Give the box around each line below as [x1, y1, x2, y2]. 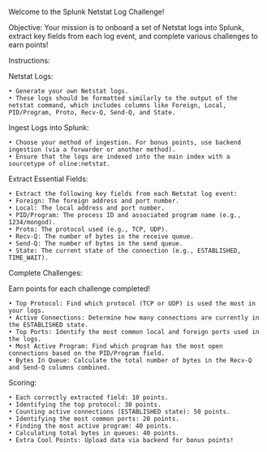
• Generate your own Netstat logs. [8, 87, 129, 95]
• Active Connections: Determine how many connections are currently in [8, 314, 260, 322]
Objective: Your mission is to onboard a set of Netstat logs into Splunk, [8, 23, 245, 32]
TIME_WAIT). [8, 254, 49, 262]
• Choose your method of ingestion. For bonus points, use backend [8, 138, 242, 146]
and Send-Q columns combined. [8, 363, 111, 372]
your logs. [8, 306, 45, 315]
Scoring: [8, 378, 37, 387]
